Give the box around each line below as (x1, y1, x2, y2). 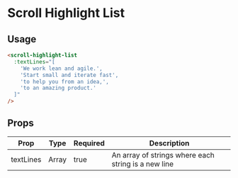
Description (149, 138, 190, 148)
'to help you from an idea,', (20, 78, 110, 85)
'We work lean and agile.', (20, 65, 103, 72)
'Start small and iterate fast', (20, 71, 119, 78)
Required (73, 138, 105, 148)
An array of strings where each (111, 150, 215, 160)
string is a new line (111, 159, 174, 169)
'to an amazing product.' (20, 85, 97, 92)
